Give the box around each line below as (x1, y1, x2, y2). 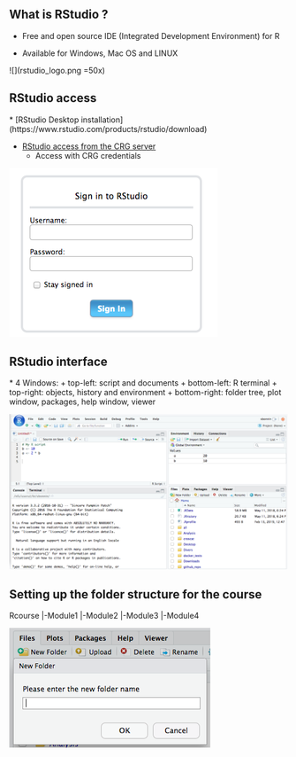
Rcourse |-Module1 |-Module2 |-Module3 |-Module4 (9, 611, 200, 621)
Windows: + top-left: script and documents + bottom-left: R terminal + (21, 378, 277, 388)
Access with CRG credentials (34, 150, 141, 160)
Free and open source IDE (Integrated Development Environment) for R (21, 30, 280, 41)
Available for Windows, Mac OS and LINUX (21, 48, 178, 59)
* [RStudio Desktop (9, 114, 80, 125)
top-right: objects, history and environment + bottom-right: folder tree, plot (9, 387, 282, 398)
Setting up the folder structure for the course (9, 587, 262, 602)
